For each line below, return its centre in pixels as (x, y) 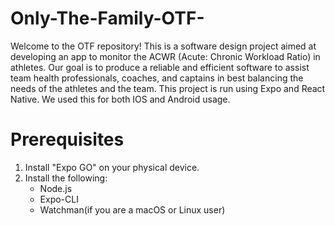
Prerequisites (67, 139)
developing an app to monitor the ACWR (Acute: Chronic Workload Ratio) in (165, 56)
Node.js (56, 188)
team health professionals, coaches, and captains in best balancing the (157, 78)
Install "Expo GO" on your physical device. (112, 167)
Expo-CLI (59, 199)
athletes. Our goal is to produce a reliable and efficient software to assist (160, 67)
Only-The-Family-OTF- (107, 18)
